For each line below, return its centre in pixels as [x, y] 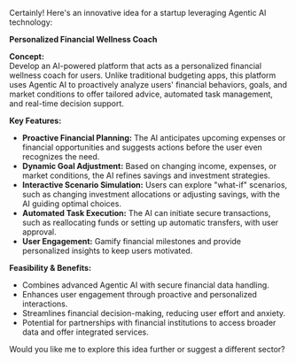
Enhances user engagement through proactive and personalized [139, 294]
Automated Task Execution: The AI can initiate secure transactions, [146, 213]
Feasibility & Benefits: [50, 268]
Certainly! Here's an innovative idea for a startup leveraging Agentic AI [138, 13]
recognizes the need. [61, 157]
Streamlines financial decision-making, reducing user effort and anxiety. [154, 313]
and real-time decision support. [66, 104]
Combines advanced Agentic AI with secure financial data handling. [146, 285]
